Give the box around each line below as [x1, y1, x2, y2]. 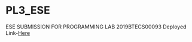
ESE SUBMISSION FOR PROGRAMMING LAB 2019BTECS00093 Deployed [5, 23, 187, 30]
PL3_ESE [5, 4, 50, 17]
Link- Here [5, 29, 31, 36]
